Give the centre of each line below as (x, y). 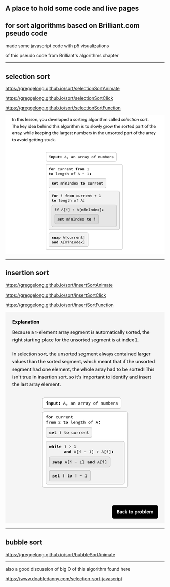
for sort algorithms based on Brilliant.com (73, 26)
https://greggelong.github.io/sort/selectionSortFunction (63, 108)
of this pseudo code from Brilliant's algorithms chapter (62, 56)
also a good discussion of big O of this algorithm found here (68, 569)
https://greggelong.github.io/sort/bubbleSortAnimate (60, 554)
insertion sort (27, 273)
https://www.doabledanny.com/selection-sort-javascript (64, 579)
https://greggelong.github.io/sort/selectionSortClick (59, 98)
